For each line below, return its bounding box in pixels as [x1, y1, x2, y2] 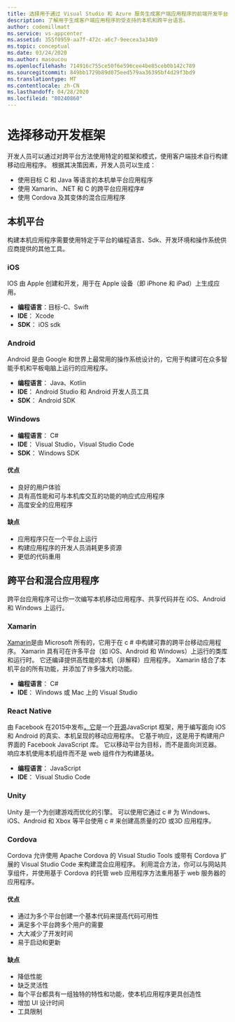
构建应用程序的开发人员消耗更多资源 [17, 544, 122, 552]
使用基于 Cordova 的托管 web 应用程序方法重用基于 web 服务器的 [37, 869, 226, 878]
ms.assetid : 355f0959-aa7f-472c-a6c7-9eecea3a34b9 [7, 36, 158, 43]
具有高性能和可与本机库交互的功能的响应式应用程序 [17, 492, 165, 500]
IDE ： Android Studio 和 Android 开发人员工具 [17, 387, 150, 396]
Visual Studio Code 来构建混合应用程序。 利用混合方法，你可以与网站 [20, 860, 221, 868]
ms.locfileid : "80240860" [7, 95, 83, 102]
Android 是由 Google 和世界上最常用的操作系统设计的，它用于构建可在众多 [7, 355, 222, 363]
